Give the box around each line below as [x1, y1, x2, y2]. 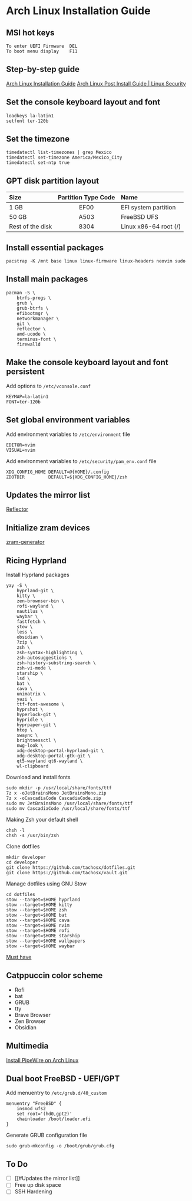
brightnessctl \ [16, 737, 57, 743]
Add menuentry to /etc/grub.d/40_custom [6, 1090, 107, 1097]
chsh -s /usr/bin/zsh [6, 832, 59, 838]
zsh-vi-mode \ [16, 665, 51, 671]
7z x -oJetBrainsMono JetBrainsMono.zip [6, 790, 107, 796]
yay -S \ [6, 582, 28, 588]
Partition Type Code [58, 193, 115, 202]
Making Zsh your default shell [6, 816, 78, 823]
